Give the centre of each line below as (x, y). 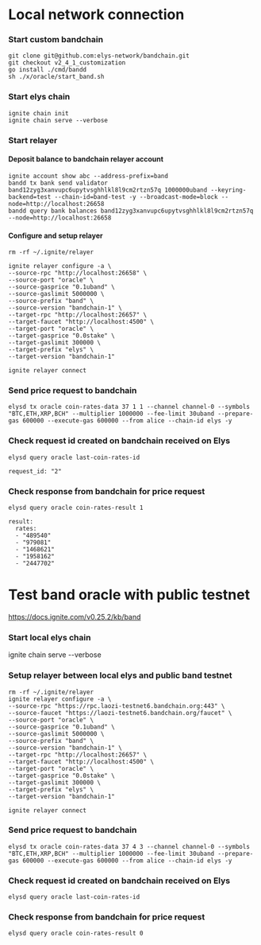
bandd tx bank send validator (58, 183)
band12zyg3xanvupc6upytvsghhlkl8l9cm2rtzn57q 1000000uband (108, 190)
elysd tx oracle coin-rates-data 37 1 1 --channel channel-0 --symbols (129, 407)
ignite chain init (38, 113)
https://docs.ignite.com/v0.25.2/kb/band (75, 616)
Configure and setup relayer (56, 235)
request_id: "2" (35, 471)
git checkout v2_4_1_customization (67, 63)
